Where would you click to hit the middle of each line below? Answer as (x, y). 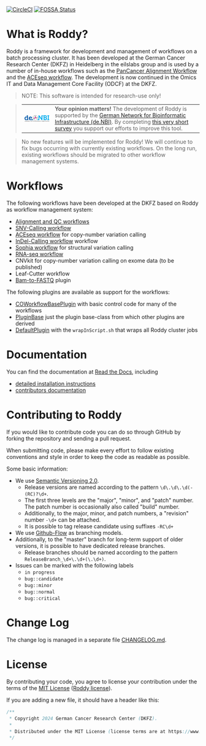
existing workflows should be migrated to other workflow (93, 155)
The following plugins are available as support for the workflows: (88, 292)
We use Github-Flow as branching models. (69, 533)
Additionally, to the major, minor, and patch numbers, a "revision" (106, 513)
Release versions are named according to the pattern (91, 487)
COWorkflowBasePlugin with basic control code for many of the (96, 304)
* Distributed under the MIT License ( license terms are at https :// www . (105, 731)
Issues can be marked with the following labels (74, 565)
